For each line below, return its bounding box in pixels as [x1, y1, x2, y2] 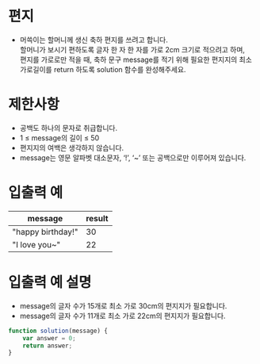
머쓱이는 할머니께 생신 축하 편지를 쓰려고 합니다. [19, 35, 168, 44]
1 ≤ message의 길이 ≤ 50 [19, 132, 100, 143]
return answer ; [22, 342, 73, 350]
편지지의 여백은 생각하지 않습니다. [19, 143, 124, 152]
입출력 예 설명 [8, 274, 92, 291]
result [86, 213, 109, 224]
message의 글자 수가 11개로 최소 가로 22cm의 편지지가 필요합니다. [19, 311, 226, 320]
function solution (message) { [8, 327, 109, 335]
